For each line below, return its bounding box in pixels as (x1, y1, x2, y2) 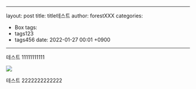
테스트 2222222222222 (6, 77, 62, 84)
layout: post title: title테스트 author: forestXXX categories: (6, 12, 143, 19)
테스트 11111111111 (6, 54, 45, 60)
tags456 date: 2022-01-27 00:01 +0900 (14, 36, 111, 43)
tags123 (14, 30, 34, 37)
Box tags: (14, 24, 38, 31)
